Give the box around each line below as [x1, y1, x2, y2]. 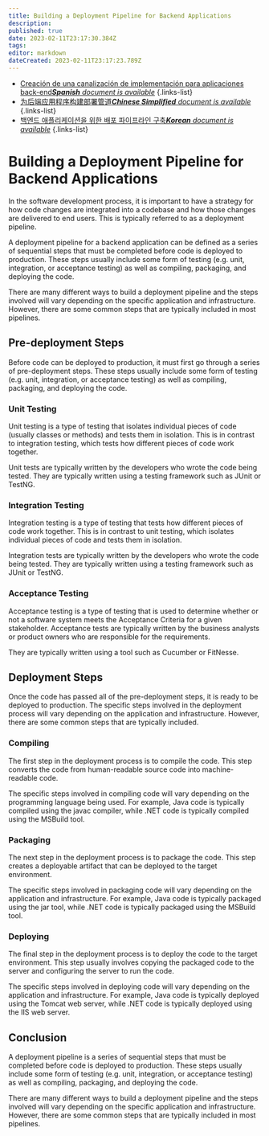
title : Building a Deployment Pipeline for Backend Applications [8, 11, 231, 20]
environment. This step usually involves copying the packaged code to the [8, 958, 255, 967]
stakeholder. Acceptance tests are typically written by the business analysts [8, 623, 260, 633]
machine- [202, 765, 234, 774]
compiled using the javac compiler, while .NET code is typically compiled [8, 806, 250, 815]
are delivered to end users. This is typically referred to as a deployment [8, 213, 245, 223]
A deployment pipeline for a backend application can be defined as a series [8, 237, 259, 247]
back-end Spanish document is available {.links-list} [19, 87, 194, 96]
